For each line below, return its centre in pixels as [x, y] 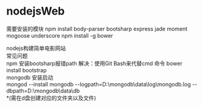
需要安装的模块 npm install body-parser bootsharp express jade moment [97, 29]
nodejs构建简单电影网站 [36, 48]
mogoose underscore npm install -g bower [60, 35]
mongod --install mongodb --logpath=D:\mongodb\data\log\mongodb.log [99, 84]
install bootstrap [26, 70]
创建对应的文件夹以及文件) [63, 98]
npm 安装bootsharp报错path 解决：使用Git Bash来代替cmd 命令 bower [94, 63]
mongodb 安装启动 [30, 77]
